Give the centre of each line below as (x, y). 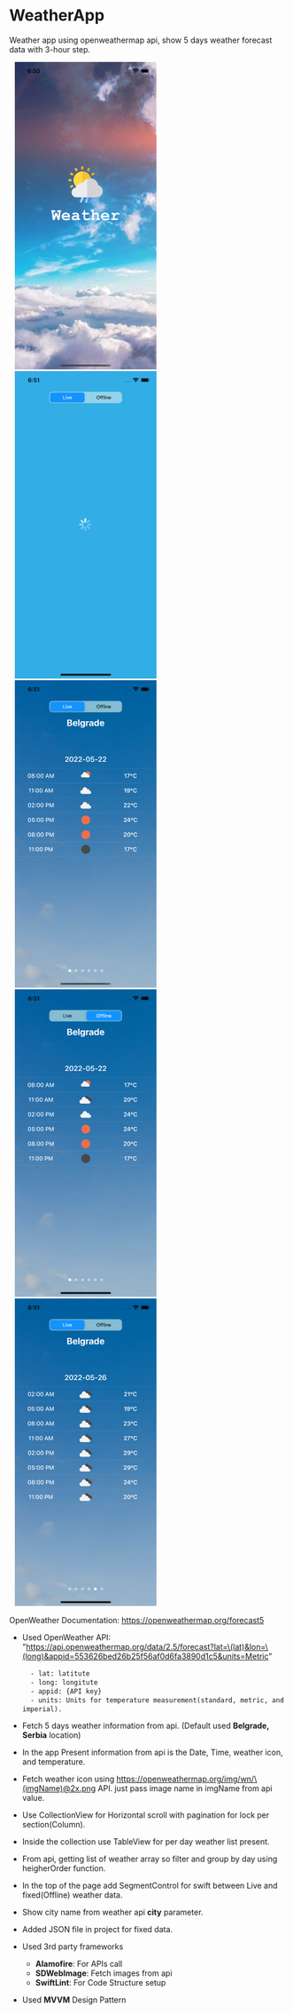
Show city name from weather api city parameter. (112, 1912)
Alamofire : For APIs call (79, 1963)
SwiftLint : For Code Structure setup (100, 1982)
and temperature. (54, 1761)
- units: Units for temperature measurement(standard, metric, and (158, 1700)
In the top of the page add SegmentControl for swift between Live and (150, 1885)
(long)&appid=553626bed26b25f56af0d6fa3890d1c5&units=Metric (145, 1656)
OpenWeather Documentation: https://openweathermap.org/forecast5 (137, 1620)
